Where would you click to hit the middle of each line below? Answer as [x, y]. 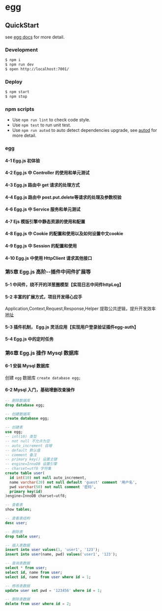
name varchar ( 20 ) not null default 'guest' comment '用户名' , [73, 482]
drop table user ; [23, 536]
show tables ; [18, 510]
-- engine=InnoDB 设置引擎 [31, 464]
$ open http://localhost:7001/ [37, 69]
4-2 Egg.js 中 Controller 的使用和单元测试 [47, 173]
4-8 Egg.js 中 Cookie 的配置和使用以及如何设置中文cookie [64, 234]
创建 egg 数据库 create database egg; [43, 377]
